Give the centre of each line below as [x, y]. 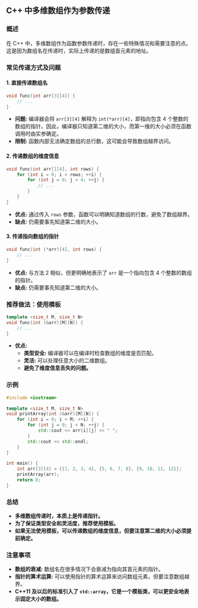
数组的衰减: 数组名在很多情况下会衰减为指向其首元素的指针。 [89, 569]
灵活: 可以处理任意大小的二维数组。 [67, 361]
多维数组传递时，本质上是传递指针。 [59, 516]
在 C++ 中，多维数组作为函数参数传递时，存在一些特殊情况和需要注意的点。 [99, 43]
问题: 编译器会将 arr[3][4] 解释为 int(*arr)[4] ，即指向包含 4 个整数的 [101, 119]
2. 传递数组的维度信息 [33, 156]
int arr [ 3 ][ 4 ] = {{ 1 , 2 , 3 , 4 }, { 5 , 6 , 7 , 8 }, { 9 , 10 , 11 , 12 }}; [99, 469]
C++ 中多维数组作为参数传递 [58, 11]
